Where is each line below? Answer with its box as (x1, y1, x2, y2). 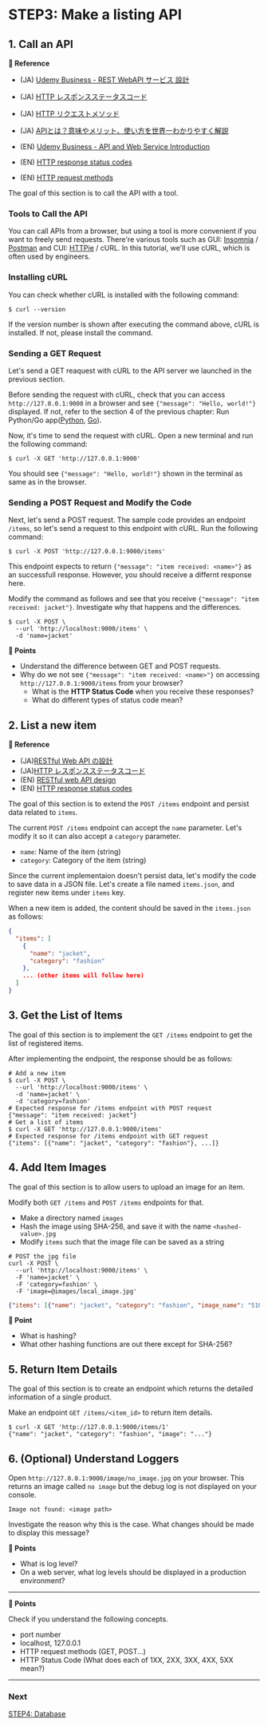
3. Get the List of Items (8, 1008, 124, 1023)
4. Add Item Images (8, 1161, 107, 1174)
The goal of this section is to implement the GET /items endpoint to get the (8, 1030, 253, 1039)
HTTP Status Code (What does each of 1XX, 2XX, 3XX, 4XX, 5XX (19, 1655, 234, 1665)
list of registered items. (8, 1038, 84, 1047)
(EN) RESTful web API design (19, 775, 116, 784)
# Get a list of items (8, 1118, 84, 1126)
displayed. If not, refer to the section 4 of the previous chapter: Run (8, 406, 230, 416)
